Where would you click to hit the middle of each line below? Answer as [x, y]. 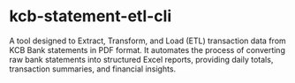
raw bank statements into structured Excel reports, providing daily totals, [141, 59]
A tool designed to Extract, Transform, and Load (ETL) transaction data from [148, 41]
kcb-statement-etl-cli [91, 16]
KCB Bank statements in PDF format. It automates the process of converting [147, 49]
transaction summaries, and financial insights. [93, 69]
